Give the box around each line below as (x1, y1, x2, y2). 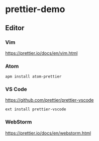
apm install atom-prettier (5, 74, 62, 79)
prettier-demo (5, 4, 65, 15)
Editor (5, 24, 25, 32)
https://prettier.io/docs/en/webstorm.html (5, 130, 91, 136)
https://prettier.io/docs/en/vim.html (5, 50, 78, 56)
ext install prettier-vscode (5, 107, 66, 112)
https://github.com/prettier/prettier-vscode (5, 97, 94, 103)
